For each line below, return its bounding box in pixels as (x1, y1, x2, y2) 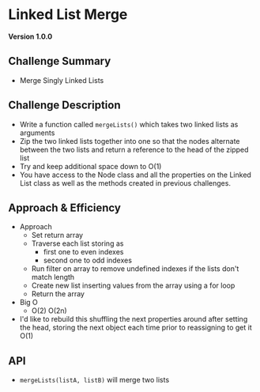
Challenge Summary (8, 55, 111, 68)
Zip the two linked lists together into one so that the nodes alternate (19, 136, 240, 145)
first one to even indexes (43, 247, 124, 257)
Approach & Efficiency (8, 201, 121, 214)
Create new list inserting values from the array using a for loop (31, 281, 236, 290)
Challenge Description (8, 99, 121, 112)
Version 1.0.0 (8, 32, 53, 41)
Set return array (31, 231, 84, 240)
